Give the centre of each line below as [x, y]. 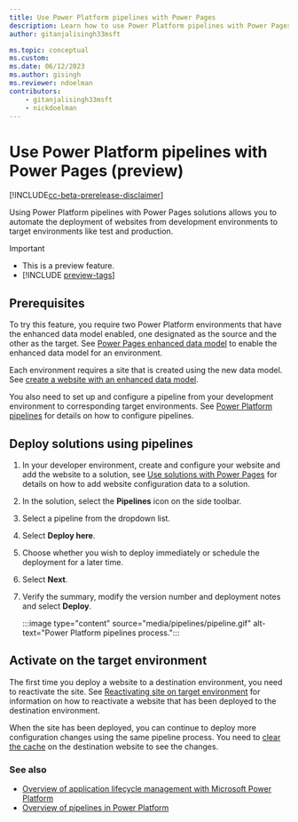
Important [27, 249]
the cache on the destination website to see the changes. [114, 746]
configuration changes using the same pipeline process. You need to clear [145, 737]
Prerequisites [47, 303]
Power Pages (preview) [97, 171]
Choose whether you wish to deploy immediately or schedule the [141, 553]
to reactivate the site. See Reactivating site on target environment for [135, 691]
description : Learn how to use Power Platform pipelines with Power [138, 26]
